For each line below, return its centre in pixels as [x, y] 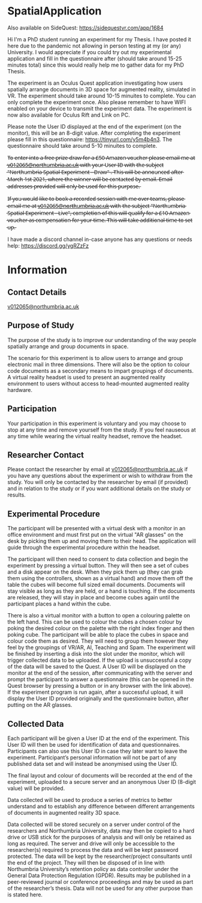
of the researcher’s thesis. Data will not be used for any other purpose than [100, 888]
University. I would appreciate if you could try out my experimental [90, 52]
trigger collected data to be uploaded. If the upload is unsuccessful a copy [100, 660]
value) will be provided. [36, 788]
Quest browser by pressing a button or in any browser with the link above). [100, 686]
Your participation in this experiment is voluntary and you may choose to [97, 423]
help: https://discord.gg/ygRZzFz [48, 245]
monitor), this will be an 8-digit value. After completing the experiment [94, 133]
